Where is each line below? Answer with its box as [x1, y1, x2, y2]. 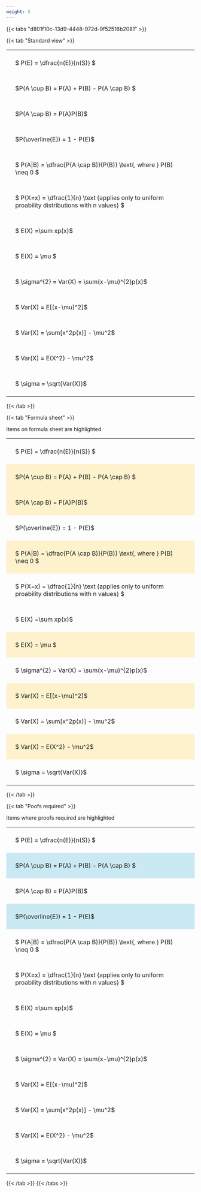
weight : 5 [6, 8, 31, 15]
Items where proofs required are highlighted [6, 814, 115, 821]
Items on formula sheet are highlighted [6, 425, 102, 432]
